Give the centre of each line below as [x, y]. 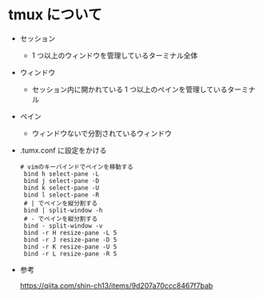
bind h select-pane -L [62, 174]
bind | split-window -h [63, 210]
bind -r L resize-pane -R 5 [70, 254]
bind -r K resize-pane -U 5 [70, 247]
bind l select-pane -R [62, 195]
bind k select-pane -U [62, 188]
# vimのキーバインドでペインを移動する [76, 167]
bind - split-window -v [63, 226]
